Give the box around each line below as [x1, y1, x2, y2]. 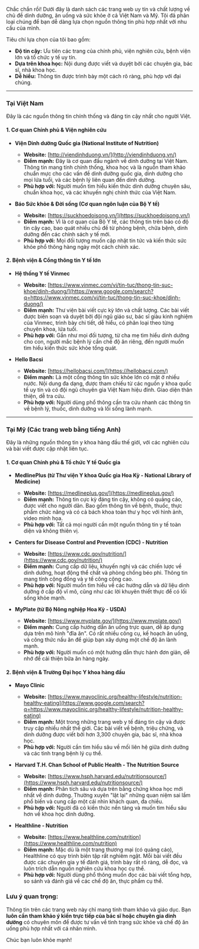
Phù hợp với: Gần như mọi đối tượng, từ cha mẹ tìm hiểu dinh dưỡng [23, 332, 190, 339]
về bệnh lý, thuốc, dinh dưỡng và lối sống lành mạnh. [23, 405, 153, 412]
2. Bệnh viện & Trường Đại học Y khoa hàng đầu [6, 668, 126, 675]
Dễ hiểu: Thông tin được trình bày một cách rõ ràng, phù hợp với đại [14, 73, 181, 79]
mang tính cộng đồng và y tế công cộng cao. [23, 575, 133, 583]
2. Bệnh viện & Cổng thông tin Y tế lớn [6, 257, 101, 264]
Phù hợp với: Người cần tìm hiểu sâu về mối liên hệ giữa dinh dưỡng [23, 743, 189, 751]
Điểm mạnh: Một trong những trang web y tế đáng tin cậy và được [23, 719, 186, 726]
